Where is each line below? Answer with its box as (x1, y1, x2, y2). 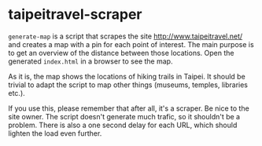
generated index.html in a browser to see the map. (8, 57, 173, 66)
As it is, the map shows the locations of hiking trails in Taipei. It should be (8, 71, 245, 81)
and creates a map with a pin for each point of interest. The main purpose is (8, 39, 254, 49)
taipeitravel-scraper (8, 5, 143, 24)
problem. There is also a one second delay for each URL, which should (8, 120, 238, 130)
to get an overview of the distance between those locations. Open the (8, 48, 234, 57)
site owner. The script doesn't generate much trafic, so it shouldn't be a (8, 111, 241, 121)
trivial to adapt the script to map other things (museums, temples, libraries (8, 80, 248, 89)
